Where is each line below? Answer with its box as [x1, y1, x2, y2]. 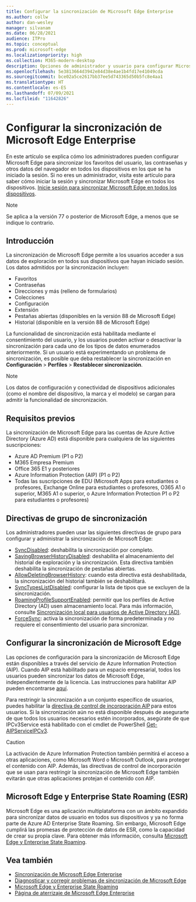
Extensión [14, 306, 39, 313]
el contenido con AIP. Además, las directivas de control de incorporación [6, 762, 181, 769]
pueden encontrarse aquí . [6, 685, 68, 692]
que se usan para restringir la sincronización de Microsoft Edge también [6, 768, 180, 775]
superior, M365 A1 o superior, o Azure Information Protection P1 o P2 [14, 490, 180, 497]
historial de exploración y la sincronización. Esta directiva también [14, 559, 174, 566]
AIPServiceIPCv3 [6, 727, 47, 734]
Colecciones [14, 294, 45, 301]
